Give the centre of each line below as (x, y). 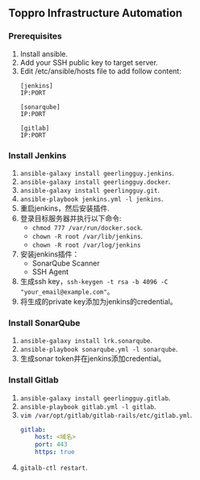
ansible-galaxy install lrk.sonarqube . (86, 340)
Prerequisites (35, 36)
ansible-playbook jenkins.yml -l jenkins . (92, 198)
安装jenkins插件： (50, 254)
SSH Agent (50, 271)
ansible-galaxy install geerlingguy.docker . (95, 182)
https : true (55, 452)
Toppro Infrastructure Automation (96, 13)
